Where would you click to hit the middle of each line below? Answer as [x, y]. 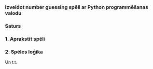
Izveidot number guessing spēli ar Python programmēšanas [77, 7]
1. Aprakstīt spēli [25, 39]
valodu [13, 13]
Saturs [13, 26]
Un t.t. [11, 62]
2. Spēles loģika [24, 52]
